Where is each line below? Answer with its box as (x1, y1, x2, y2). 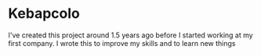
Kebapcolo (8, 5, 80, 23)
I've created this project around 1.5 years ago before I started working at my (8, 30, 253, 40)
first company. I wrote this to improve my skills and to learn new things (8, 38, 237, 47)
